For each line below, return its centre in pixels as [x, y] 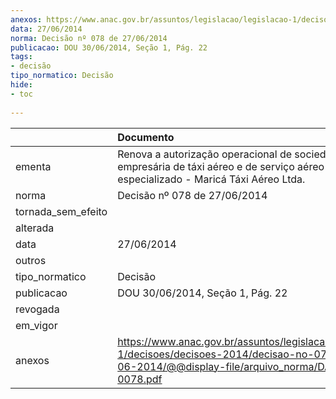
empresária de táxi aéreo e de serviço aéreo [221, 166]
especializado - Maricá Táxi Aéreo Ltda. [211, 179]
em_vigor [36, 325]
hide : [21, 85]
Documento [146, 137]
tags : [21, 57]
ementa [33, 166]
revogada [37, 309]
